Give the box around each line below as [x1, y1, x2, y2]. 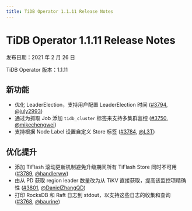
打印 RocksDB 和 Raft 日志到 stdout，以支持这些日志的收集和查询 [14, 192, 171, 199]
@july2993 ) [14, 108, 43, 115]
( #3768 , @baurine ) [14, 198, 60, 205]
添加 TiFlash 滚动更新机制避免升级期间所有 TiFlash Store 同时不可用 [14, 164, 177, 171]
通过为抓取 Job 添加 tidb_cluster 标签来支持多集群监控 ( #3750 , [14, 115, 168, 122]
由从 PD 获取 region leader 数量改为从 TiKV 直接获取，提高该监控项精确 [14, 177, 187, 184]
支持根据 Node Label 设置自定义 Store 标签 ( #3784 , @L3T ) [14, 128, 155, 135]
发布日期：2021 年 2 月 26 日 [6, 54, 76, 61]
